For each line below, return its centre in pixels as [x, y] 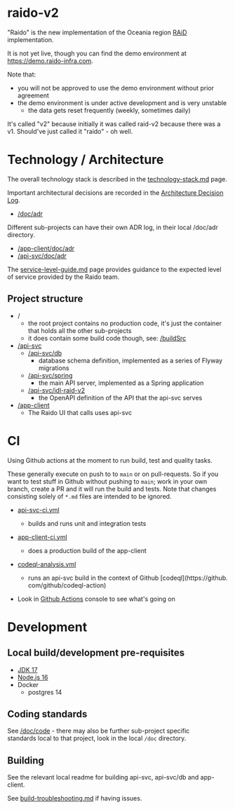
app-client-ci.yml [42, 537]
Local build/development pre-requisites [96, 653]
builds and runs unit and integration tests [87, 523]
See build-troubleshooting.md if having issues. [75, 798]
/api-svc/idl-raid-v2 [56, 390]
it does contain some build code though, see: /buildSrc [107, 338]
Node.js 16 [33, 677]
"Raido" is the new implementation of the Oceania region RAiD [97, 32]
